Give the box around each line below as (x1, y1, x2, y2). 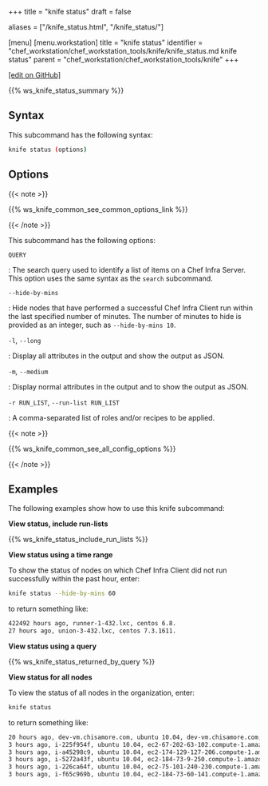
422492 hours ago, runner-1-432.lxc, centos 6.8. (8, 620, 177, 628)
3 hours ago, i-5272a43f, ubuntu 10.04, (8, 756, 145, 764)
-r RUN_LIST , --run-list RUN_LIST (8, 397, 120, 407)
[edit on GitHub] (8, 70, 61, 79)
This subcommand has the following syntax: (8, 130, 153, 139)
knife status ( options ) (8, 146, 88, 154)
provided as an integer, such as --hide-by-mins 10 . (8, 320, 176, 329)
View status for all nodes (8, 672, 93, 682)
